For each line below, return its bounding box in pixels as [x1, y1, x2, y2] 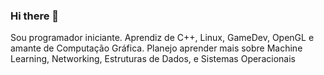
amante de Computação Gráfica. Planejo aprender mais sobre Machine [10, 42, 303, 54]
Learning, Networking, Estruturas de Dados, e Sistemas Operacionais [10, 53, 296, 65]
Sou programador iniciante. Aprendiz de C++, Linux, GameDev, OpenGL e [10, 32, 315, 44]
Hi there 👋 [10, 9, 60, 23]
